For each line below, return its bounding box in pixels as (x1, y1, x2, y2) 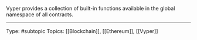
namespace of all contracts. (6, 11, 73, 18)
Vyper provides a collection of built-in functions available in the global (6, 5, 175, 12)
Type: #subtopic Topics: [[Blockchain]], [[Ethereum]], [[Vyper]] (6, 28, 158, 34)
